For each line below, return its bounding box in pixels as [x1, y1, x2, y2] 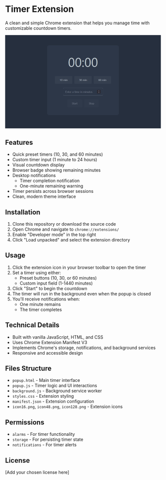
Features [5, 138, 33, 147]
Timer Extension [5, 3, 74, 15]
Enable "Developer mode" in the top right [12, 232, 96, 238]
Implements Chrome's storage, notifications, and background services [12, 345, 156, 351]
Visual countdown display [12, 162, 65, 168]
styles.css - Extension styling [12, 393, 74, 399]
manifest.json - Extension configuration [12, 398, 94, 405]
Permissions [5, 418, 44, 426]
